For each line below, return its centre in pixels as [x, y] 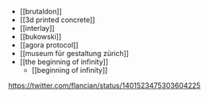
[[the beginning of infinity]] [64, 62]
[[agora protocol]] [49, 45]
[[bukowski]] [41, 36]
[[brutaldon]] [41, 11]
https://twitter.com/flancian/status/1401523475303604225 [104, 85]
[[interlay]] [37, 28]
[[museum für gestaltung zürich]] [74, 53]
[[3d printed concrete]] [57, 20]
